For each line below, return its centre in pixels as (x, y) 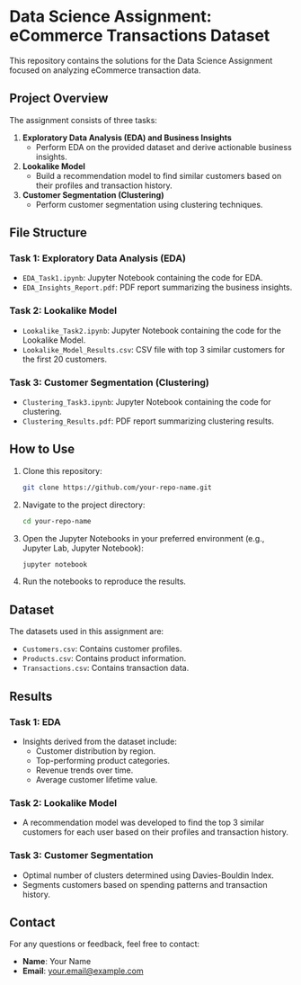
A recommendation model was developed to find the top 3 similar (143, 823)
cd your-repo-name (57, 521)
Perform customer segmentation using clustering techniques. (149, 204)
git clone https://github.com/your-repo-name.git (117, 488)
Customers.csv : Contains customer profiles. (102, 649)
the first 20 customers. (65, 359)
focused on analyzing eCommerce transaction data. (105, 70)
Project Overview (59, 98)
